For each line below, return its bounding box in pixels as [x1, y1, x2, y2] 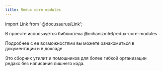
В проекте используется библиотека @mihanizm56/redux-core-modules [5, 30, 158, 36]
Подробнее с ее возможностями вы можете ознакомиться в [5, 40, 135, 46]
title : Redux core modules [5, 7, 61, 12]
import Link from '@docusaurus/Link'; [5, 21, 83, 27]
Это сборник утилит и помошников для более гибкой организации [5, 55, 147, 61]
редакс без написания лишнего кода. [5, 60, 85, 66]
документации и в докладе [5, 45, 63, 51]
